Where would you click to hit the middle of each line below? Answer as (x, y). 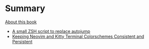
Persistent (22, 41)
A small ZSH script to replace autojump (51, 31)
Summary (25, 8)
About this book (21, 22)
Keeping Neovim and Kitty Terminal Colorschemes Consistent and (78, 36)
